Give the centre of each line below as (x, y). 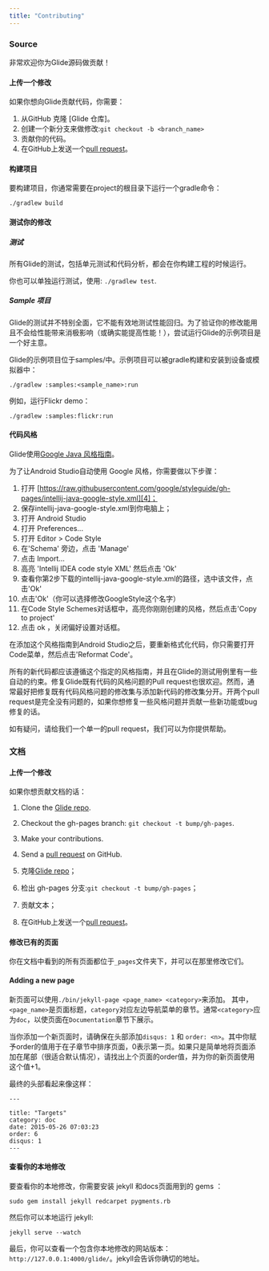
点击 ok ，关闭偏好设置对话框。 (72, 627)
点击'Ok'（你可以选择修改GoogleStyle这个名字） (100, 599)
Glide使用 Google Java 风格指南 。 (64, 454)
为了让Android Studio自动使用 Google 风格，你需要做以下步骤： (114, 472)
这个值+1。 (27, 1066)
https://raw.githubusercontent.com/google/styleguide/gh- (135, 488)
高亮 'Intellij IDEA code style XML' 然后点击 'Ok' (98, 569)
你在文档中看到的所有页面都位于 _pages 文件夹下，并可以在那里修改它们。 (128, 962)
